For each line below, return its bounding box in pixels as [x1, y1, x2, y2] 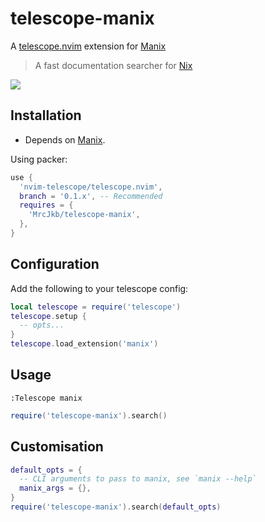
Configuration [10, 256, 100, 273]
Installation [10, 107, 82, 124]
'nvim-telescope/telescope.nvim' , [19, 182, 163, 192]
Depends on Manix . [24, 133, 106, 146]
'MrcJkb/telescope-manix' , [28, 210, 141, 220]
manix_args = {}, [19, 483, 92, 494]
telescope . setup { [10, 311, 87, 321]
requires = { [19, 200, 74, 211]
